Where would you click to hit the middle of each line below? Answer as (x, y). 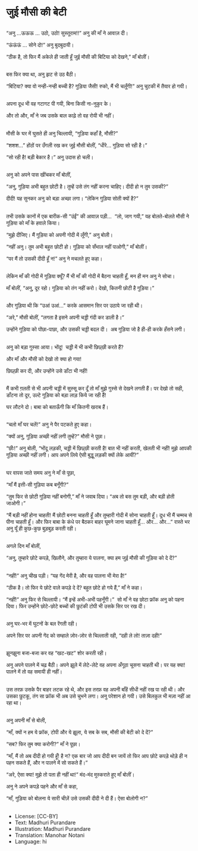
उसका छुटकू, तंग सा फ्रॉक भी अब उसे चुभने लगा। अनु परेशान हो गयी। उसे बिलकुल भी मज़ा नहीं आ (98, 696)
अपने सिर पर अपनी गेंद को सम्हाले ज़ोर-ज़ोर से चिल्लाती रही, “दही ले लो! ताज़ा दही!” (84, 636)
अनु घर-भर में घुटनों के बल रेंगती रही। (42, 624)
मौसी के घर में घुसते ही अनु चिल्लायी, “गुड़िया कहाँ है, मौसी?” (62, 133)
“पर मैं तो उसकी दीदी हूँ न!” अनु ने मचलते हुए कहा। (54, 259)
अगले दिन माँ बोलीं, (24, 546)
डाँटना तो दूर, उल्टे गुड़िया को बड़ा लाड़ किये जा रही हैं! (56, 395)
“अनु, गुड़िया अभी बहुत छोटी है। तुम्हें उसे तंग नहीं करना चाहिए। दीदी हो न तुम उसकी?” (87, 187)
